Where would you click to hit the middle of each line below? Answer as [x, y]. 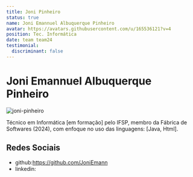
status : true [23, 18]
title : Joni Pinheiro [33, 12]
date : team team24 [29, 40]
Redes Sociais [33, 148]
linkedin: [25, 169]
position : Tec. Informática [42, 34]
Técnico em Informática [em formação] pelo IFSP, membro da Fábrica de [97, 122]
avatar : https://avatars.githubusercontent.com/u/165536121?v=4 [89, 29]
